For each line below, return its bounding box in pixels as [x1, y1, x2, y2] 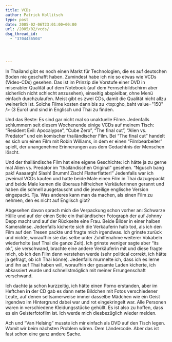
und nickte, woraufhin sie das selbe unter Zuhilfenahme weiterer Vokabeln [5, 234, 163, 240]
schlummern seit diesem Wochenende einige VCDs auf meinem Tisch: [5, 122, 154, 128]
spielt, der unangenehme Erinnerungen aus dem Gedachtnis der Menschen [5, 143, 165, 149]
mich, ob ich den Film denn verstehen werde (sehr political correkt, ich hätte [5, 251, 167, 257]
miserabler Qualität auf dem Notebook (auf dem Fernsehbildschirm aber [5, 84, 158, 90]
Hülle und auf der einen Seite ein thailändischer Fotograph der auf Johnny [5, 213, 162, 219]
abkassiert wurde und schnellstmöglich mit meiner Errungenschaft [5, 267, 146, 273]
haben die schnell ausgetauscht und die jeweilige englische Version [5, 186, 149, 193]
